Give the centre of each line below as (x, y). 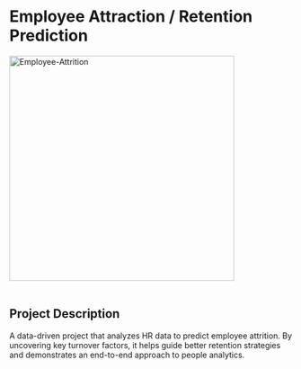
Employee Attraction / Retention (131, 17)
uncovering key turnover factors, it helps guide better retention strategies (145, 345)
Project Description (65, 314)
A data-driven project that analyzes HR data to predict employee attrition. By (151, 336)
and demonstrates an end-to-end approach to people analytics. (127, 355)
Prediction (49, 36)
